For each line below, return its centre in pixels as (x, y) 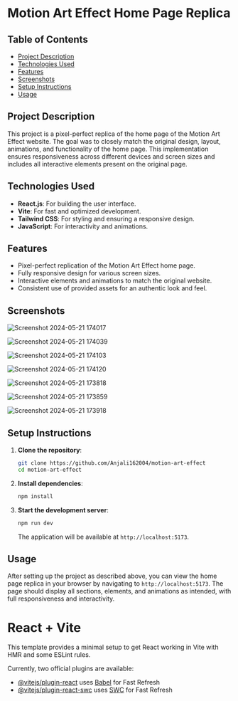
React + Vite (44, 627)
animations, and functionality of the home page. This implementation (108, 149)
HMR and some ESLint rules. (49, 655)
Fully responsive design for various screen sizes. (89, 273)
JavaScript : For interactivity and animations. (83, 226)
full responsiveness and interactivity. (61, 599)
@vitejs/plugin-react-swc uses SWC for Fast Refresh (95, 690)
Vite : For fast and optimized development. (79, 211)
